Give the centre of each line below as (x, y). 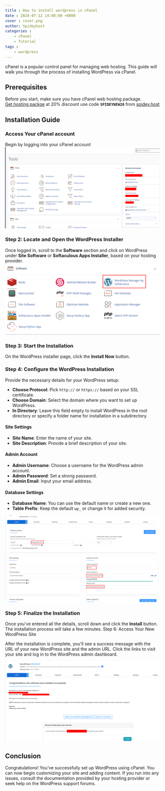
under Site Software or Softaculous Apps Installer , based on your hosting (81, 255)
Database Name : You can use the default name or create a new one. (82, 503)
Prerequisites (26, 87)
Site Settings (18, 427)
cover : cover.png (24, 21)
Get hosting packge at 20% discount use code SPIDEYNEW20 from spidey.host (82, 104)
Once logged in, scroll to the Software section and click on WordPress (76, 250)
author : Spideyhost (25, 26)
